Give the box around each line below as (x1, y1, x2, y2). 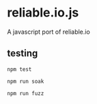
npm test (7, 65, 32, 73)
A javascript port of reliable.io (7, 28, 90, 36)
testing (7, 48, 38, 59)
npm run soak (7, 78, 44, 85)
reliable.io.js (7, 5, 79, 21)
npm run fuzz (7, 90, 44, 97)
